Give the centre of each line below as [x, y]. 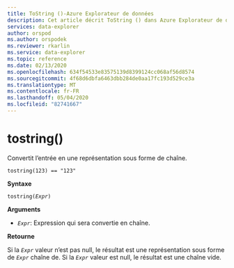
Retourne [21, 236]
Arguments [24, 209]
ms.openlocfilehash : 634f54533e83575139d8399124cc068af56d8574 [101, 72]
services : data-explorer [43, 26]
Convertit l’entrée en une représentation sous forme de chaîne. [97, 158]
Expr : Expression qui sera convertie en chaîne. [84, 223]
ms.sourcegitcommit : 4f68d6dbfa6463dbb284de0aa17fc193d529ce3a [101, 78]
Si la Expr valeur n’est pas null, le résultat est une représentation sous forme [116, 250]
